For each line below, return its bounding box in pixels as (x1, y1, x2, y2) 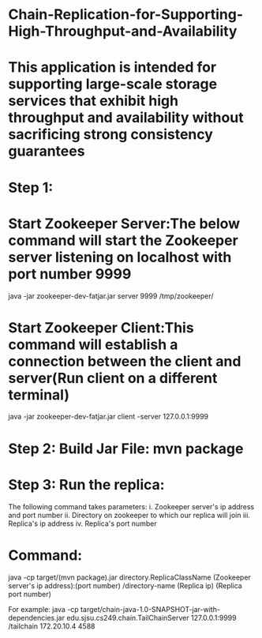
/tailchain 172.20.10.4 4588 (8, 621, 95, 631)
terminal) (8, 385, 69, 403)
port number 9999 (8, 265, 132, 283)
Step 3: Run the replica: (8, 475, 165, 494)
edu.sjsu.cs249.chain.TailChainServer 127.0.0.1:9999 (66, 613, 237, 622)
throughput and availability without (8, 109, 244, 127)
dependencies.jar (8, 613, 65, 622)
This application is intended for (8, 58, 217, 77)
